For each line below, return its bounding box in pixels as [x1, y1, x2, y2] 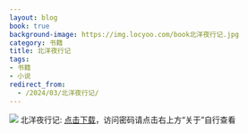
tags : [9, 55, 30, 64]
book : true [9, 22, 50, 31]
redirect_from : [9, 80, 66, 89]
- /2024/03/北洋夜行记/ [17, 88, 99, 97]
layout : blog [9, 13, 58, 22]
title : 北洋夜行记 [9, 47, 72, 56]
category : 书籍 [9, 38, 64, 48]
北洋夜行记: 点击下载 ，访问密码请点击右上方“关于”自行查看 [20, 114, 236, 125]
